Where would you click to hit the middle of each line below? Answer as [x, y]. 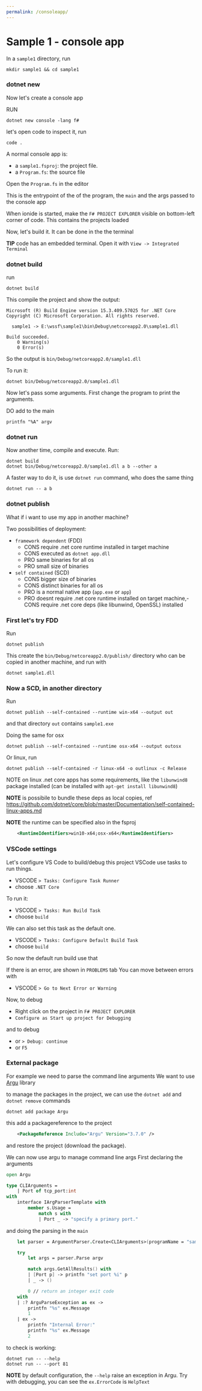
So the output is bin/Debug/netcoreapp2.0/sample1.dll [74, 359]
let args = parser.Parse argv [66, 1258]
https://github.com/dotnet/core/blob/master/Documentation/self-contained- [100, 804]
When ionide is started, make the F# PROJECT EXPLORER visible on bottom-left [100, 213]
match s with [54, 1214]
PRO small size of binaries [56, 566]
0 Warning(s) [33, 342]
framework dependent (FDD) [49, 540]
